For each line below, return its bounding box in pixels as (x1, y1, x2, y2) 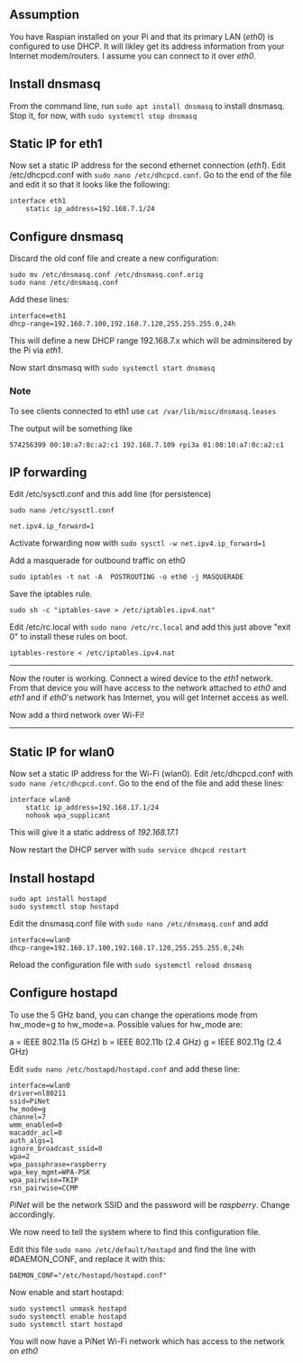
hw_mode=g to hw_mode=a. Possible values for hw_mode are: (9, 1018, 243, 1029)
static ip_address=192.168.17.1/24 (25, 803, 160, 813)
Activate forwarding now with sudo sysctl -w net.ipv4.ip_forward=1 (9, 538, 266, 548)
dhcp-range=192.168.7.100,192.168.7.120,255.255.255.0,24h (9, 319, 236, 328)
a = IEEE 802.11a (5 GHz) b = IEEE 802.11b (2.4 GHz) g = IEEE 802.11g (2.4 (9, 1036, 282, 1047)
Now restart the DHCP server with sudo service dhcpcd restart (9, 844, 247, 855)
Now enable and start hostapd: (9, 1286, 124, 1297)
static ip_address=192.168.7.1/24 (25, 205, 155, 214)
